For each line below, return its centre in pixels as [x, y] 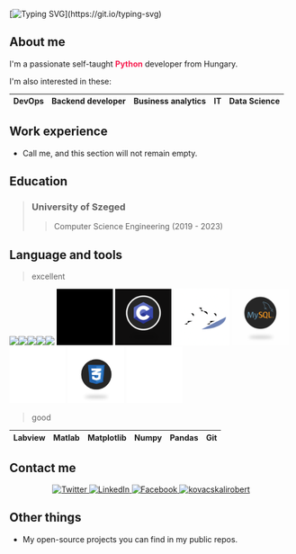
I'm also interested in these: [61, 81]
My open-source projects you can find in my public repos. [130, 539]
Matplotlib [107, 437]
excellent [48, 277]
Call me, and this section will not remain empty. [110, 153]
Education [39, 181]
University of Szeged [78, 207]
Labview [29, 437]
